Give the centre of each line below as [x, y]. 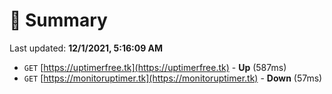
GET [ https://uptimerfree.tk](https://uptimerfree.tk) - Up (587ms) [155, 67]
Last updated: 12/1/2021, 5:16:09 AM [86, 48]
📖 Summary [58, 20]
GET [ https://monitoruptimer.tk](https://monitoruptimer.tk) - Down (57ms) [173, 78]
